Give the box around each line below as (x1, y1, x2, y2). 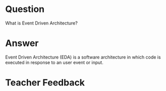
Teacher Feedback (5, 77, 85, 88)
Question (5, 3, 44, 15)
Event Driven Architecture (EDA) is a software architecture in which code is (5, 54, 161, 60)
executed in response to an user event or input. (5, 59, 103, 65)
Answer (5, 37, 39, 49)
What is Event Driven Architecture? (5, 20, 78, 26)
